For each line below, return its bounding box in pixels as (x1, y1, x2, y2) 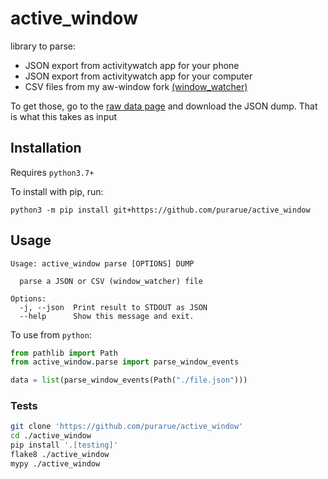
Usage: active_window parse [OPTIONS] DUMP (10, 258, 195, 269)
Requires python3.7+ (10, 166, 95, 178)
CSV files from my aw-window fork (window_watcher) (24, 80, 248, 92)
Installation (10, 140, 82, 157)
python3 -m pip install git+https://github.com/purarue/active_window (10, 205, 311, 215)
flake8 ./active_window (10, 450, 110, 460)
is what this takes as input (10, 110, 118, 122)
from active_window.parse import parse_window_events (10, 357, 240, 367)
